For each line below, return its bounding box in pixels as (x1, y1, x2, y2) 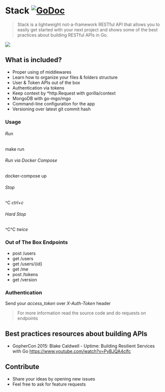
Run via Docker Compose (5, 157, 57, 164)
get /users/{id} (12, 261, 43, 267)
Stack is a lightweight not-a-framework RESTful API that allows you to (17, 21, 160, 27)
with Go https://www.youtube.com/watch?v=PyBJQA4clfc (12, 348, 131, 354)
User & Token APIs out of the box (12, 80, 80, 86)
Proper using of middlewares (12, 69, 72, 75)
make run (5, 146, 25, 152)
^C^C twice (5, 226, 28, 232)
